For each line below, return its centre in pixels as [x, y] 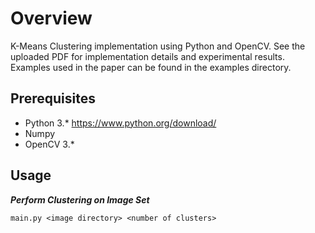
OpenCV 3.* [49, 144]
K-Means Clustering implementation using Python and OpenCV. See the [158, 46]
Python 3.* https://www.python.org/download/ [120, 123]
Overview [51, 18]
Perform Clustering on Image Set [80, 199]
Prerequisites [53, 98]
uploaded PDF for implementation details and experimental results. [147, 56]
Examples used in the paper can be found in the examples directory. [151, 67]
